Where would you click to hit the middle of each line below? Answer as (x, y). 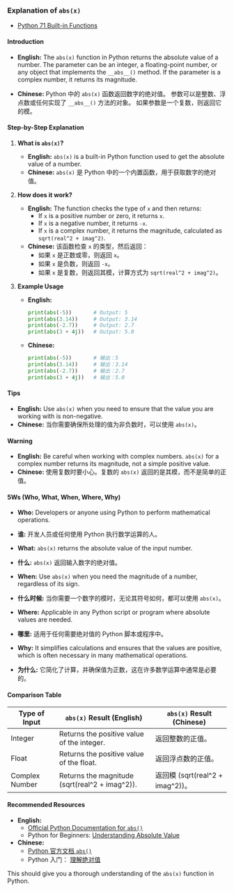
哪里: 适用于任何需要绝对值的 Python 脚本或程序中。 (92, 634)
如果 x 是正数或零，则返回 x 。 (80, 255)
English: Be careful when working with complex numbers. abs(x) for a (118, 456)
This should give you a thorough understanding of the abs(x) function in (111, 873)
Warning (20, 440)
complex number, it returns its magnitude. (77, 79)
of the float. (78, 762)
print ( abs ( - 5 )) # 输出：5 (73, 358)
